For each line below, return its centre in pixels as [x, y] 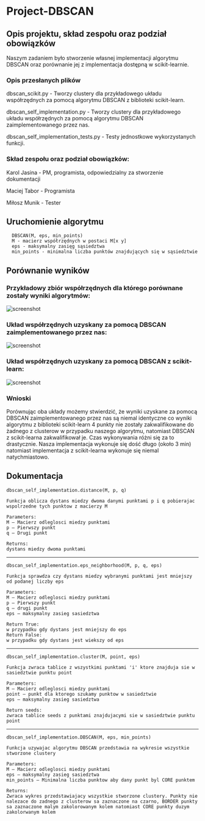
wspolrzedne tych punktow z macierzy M [57, 506]
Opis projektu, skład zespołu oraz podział [86, 34]
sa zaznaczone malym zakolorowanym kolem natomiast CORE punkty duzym [98, 807]
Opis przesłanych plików [44, 80]
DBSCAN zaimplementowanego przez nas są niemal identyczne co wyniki [99, 418]
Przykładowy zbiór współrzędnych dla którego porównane [95, 288]
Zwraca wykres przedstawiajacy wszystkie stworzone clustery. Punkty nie [102, 796]
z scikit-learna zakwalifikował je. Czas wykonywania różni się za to [90, 437]
